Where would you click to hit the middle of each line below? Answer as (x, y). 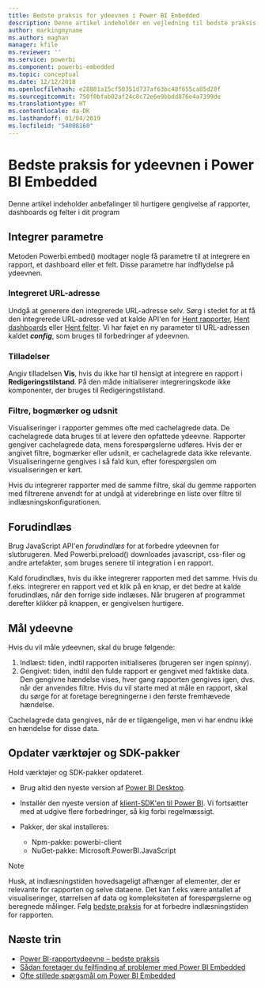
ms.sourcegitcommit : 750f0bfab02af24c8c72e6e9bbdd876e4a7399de (115, 97)
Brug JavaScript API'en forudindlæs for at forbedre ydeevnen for (114, 546)
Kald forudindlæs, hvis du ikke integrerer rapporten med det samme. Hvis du (133, 578)
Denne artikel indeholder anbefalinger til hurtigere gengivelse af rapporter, (129, 203)
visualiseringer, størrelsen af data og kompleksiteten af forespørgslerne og (130, 898)
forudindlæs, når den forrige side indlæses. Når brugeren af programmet (127, 595)
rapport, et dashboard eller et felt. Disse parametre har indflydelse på (121, 264)
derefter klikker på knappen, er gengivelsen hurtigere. (96, 604)
